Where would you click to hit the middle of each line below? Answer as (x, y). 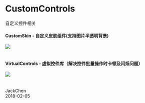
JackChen (16, 90)
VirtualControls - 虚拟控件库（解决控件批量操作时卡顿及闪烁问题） (74, 63)
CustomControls (40, 9)
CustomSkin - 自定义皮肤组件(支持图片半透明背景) (57, 35)
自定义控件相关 (20, 23)
